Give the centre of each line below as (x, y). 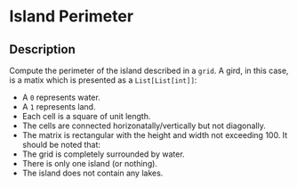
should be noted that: (61, 145)
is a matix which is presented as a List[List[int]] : (103, 80)
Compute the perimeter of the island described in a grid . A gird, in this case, (149, 70)
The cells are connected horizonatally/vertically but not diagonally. (144, 126)
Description (42, 49)
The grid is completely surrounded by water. (103, 154)
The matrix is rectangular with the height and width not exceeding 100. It (155, 135)
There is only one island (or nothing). (90, 163)
